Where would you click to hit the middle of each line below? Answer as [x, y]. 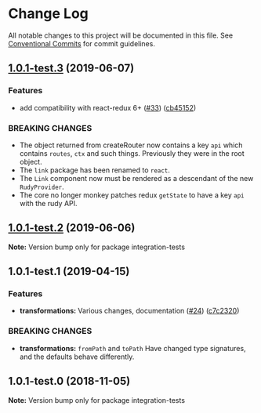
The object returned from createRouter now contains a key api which [131, 145]
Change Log [48, 14]
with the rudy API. [48, 203]
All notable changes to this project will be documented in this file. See [121, 35]
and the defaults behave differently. [77, 357]
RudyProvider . [42, 187]
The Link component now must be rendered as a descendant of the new [136, 178]
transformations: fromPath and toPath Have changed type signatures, [132, 348]
